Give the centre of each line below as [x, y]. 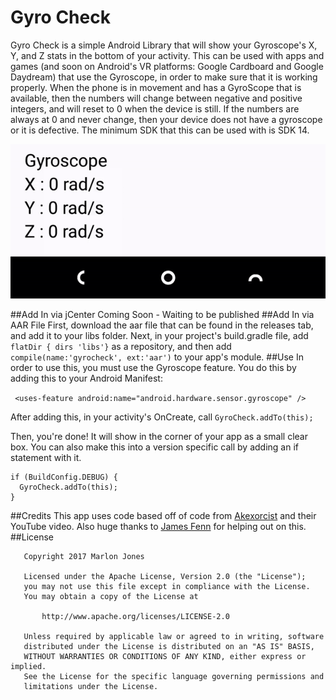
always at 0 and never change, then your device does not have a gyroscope [166, 119]
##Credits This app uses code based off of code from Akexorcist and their [163, 515]
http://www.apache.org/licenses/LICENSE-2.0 [135, 616]
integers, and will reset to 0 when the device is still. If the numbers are [155, 108]
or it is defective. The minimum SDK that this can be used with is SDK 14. [160, 130]
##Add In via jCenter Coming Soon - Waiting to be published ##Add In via [162, 314]
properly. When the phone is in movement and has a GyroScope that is [156, 87]
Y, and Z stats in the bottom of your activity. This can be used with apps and [167, 55]
